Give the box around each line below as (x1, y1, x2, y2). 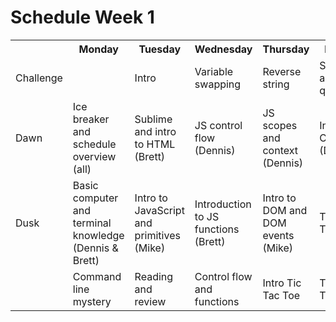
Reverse (262, 64, 302, 78)
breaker (72, 112, 110, 126)
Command (72, 269, 122, 283)
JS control (194, 118, 243, 132)
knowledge (72, 228, 125, 242)
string (262, 77, 290, 91)
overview (72, 149, 117, 163)
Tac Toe (262, 288, 301, 302)
